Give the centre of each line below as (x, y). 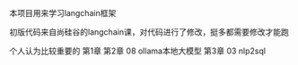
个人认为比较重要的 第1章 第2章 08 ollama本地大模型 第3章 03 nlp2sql (138, 51)
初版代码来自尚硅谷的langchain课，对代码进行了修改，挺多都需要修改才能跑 (149, 32)
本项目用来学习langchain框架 (63, 13)
